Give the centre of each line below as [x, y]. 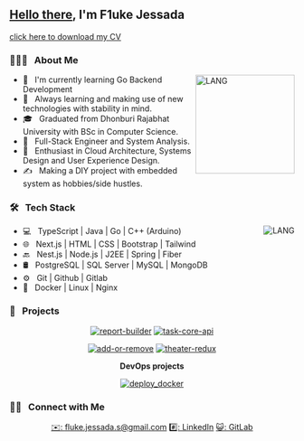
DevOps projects [152, 366]
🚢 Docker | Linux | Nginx [70, 287]
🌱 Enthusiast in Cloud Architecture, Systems [107, 151]
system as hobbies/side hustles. [82, 183]
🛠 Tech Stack [43, 208]
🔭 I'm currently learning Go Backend [92, 80]
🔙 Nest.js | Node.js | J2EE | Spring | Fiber [102, 254]
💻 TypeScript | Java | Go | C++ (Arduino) [102, 231]
